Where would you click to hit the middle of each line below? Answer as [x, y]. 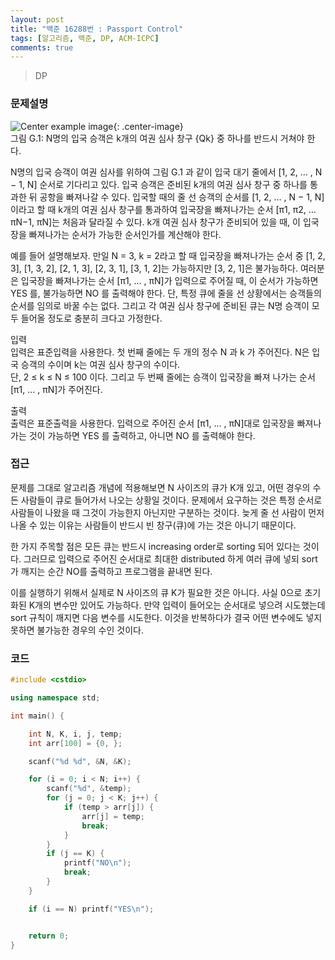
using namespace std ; [55, 698]
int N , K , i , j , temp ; [75, 734]
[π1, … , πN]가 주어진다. [56, 389]
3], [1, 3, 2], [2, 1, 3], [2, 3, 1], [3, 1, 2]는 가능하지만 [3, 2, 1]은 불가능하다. [154, 268]
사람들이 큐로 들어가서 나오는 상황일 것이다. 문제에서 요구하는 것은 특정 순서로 [171, 500]
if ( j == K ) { [75, 854]
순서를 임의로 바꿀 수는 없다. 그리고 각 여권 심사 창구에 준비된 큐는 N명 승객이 [160, 305]
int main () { [37, 716]
